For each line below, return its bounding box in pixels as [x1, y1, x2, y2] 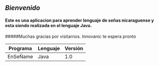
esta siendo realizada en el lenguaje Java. [5, 22, 92, 28]
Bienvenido [5, 4, 41, 12]
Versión [64, 45, 83, 51]
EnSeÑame [7, 53, 33, 60]
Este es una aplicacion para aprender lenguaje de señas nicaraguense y [5, 17, 154, 23]
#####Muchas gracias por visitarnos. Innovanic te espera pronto [5, 33, 136, 39]
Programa [8, 45, 32, 51]
